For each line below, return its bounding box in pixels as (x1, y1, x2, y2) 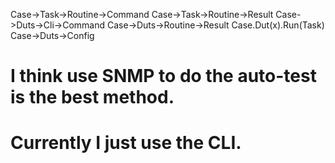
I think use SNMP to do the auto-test (10, 65, 317, 88)
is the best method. (10, 86, 175, 109)
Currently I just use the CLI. (10, 132, 242, 154)
